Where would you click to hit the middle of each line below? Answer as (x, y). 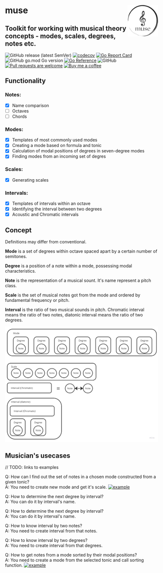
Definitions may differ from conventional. (46, 242)
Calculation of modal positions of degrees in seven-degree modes (78, 151)
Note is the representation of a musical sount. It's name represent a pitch (78, 280)
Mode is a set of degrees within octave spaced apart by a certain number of (81, 251)
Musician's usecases (38, 455)
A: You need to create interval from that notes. (51, 531)
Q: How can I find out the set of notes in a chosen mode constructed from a (81, 477)
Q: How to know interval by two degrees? (46, 540)
